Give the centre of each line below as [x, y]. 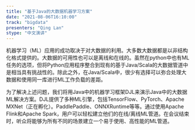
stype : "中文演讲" [27, 33]
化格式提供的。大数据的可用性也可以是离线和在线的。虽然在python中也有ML [98, 58]
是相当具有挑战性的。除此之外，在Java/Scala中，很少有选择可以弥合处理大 [96, 72]
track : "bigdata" [27, 22]
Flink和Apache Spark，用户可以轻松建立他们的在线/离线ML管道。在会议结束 [97, 114]
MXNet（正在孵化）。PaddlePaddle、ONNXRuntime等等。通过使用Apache [95, 107]
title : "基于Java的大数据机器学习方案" [49, 11]
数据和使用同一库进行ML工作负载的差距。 [56, 80]
